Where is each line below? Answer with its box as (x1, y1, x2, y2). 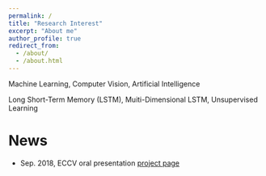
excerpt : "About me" (8, 27, 78, 35)
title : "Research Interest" (8, 19, 103, 27)
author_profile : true (8, 34, 82, 43)
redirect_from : (8, 42, 60, 50)
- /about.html (15, 57, 63, 65)
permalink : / (8, 11, 53, 20)
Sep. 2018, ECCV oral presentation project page (19, 158, 180, 168)
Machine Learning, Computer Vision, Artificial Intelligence (8, 78, 201, 89)
